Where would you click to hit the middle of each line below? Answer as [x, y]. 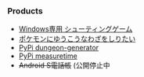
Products [25, 11]
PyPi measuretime [48, 56]
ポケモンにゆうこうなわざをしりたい [77, 39]
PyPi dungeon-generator [59, 48]
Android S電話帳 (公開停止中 [64, 65]
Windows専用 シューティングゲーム [76, 29]
